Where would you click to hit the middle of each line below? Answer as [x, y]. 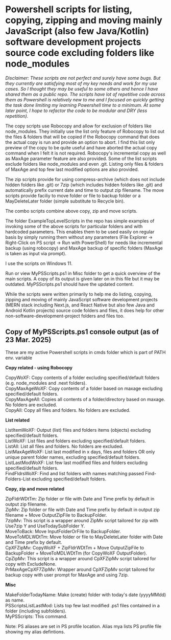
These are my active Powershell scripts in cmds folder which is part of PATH [86, 352]
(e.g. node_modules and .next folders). [46, 383]
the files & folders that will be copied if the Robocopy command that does [82, 137]
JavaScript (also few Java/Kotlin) [77, 31]
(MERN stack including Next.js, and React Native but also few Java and [80, 305]
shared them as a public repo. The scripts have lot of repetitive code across [85, 94]
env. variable [19, 358]
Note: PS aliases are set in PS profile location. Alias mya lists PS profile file [83, 626]
